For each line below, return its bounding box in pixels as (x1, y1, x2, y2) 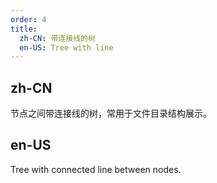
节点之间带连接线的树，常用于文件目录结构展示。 (10, 107, 212, 120)
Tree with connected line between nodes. (10, 163, 182, 175)
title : (10, 24, 38, 34)
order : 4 (10, 14, 47, 25)
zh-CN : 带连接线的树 (19, 33, 96, 43)
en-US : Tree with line (19, 42, 114, 53)
